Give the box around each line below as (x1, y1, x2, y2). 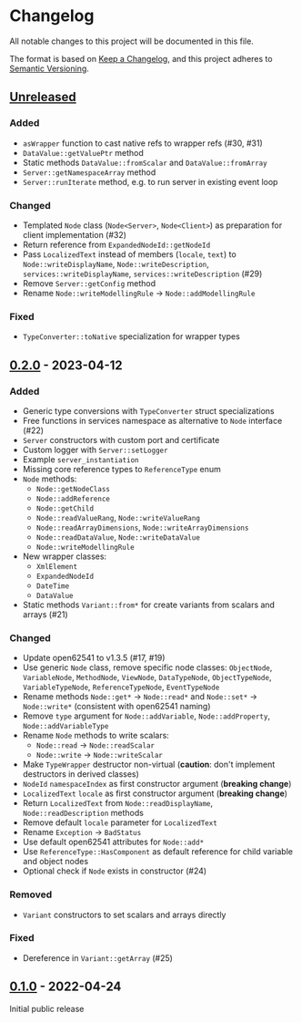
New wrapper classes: (22, 551, 107, 562)
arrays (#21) (22, 608, 68, 620)
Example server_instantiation (22, 453, 139, 465)
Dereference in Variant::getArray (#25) (22, 952, 173, 963)
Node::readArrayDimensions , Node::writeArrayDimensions (35, 522, 249, 532)
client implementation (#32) (22, 229, 127, 240)
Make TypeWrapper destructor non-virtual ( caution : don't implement (22, 759, 276, 770)
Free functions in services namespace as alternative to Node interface (22, 415, 283, 426)
